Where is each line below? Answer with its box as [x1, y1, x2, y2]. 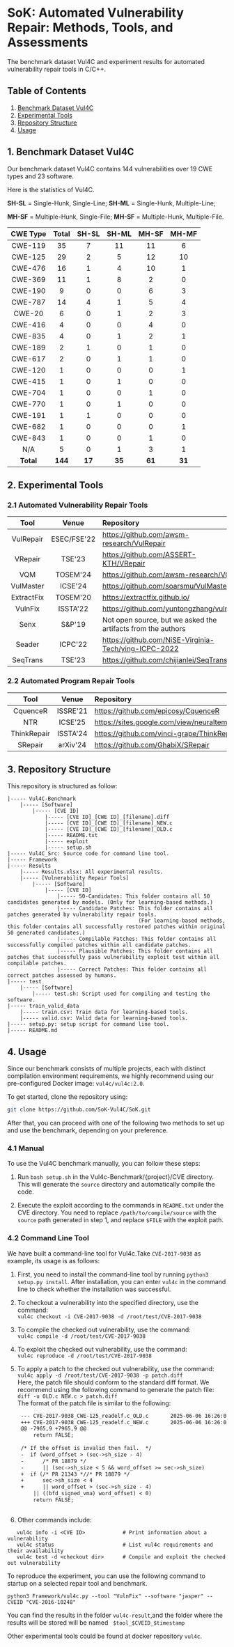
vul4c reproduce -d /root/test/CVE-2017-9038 [17, 1352, 152, 1359]
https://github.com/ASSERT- [102, 550, 196, 560]
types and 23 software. [7, 172, 75, 180]
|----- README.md [7, 1027, 58, 1034]
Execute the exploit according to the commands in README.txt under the [17, 1201, 224, 1210]
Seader [15, 639, 40, 649]
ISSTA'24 [56, 728, 88, 738]
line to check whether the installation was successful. [17, 1285, 171, 1293]
